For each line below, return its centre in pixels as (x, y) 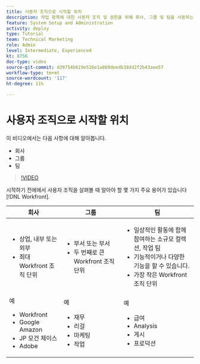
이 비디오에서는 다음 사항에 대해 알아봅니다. (56, 138)
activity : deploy (28, 28)
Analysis (146, 326)
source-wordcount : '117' (37, 78)
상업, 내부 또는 (38, 239)
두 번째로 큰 (89, 252)
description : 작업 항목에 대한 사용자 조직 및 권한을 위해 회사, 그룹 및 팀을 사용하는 (100, 17)
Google (29, 322)
